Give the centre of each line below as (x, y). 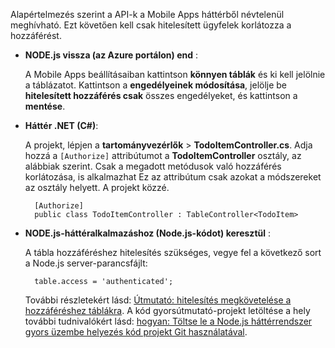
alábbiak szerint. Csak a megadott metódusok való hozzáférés (153, 166)
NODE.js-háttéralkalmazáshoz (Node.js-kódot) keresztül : (148, 233)
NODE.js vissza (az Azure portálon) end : (111, 55)
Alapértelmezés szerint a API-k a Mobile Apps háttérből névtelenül (147, 14)
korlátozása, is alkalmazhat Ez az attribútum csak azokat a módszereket (173, 177)
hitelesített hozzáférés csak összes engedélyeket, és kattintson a (161, 95)
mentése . (45, 106)
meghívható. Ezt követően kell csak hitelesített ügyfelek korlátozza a (151, 25)
